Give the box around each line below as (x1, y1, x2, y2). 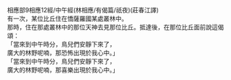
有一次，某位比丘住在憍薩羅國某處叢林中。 (7, 14, 128, 23)
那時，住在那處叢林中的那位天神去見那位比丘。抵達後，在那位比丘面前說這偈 (7, 23, 224, 31)
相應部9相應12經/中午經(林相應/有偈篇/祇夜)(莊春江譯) (7, 6, 159, 14)
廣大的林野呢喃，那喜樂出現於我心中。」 (7, 66, 119, 74)
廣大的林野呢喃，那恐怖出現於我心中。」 (7, 49, 119, 57)
